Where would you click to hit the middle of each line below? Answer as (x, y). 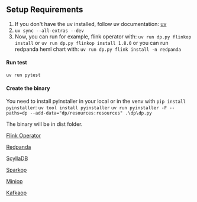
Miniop (14, 181)
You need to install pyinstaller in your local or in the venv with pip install (96, 101)
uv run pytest (24, 75)
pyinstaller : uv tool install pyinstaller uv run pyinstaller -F (87, 107)
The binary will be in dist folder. (44, 124)
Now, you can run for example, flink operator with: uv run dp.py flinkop (103, 36)
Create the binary (28, 88)
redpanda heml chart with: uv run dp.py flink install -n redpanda (98, 49)
